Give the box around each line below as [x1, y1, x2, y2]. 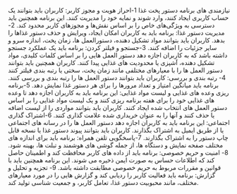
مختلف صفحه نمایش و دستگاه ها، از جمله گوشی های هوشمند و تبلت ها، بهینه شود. [8, 141, 224, 149]
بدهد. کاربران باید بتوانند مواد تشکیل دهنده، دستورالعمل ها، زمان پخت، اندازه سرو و [8, 36, 225, 44]
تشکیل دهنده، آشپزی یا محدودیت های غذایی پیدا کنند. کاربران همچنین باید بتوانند [8, 59, 215, 66]
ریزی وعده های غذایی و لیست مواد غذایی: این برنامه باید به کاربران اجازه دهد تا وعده [8, 88, 229, 97]
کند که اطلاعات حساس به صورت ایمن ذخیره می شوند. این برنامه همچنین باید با [8, 156, 215, 164]
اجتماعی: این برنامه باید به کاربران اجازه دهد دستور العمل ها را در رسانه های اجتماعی [8, 119, 230, 126]
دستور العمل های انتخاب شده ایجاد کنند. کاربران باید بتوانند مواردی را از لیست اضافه [8, 104, 228, 111]
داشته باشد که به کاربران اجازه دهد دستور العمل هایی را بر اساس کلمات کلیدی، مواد [8, 51, 228, 59]
